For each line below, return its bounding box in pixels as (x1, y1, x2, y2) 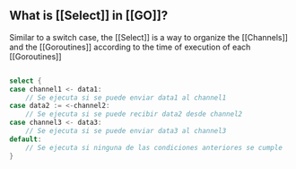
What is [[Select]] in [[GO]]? (9, 8, 169, 23)
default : (9, 135, 42, 144)
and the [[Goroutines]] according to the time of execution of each (9, 41, 251, 52)
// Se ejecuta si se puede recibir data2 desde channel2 (25, 110, 243, 119)
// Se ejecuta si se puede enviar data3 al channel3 (25, 127, 227, 136)
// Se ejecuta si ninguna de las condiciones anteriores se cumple (25, 143, 283, 152)
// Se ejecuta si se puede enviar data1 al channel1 (25, 93, 227, 102)
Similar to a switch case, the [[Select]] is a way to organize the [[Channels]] (9, 31, 289, 42)
